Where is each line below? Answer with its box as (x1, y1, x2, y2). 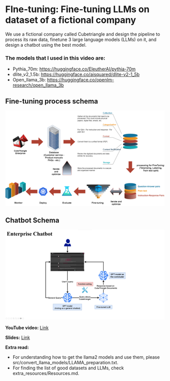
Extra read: (5, 344, 29, 350)
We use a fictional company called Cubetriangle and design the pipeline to (5, 31, 160, 37)
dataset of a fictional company (5, 14, 137, 26)
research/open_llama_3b (12, 82, 64, 88)
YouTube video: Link (5, 324, 49, 330)
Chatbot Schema (5, 216, 60, 224)
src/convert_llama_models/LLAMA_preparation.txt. (12, 359, 119, 365)
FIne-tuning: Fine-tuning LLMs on (5, 4, 150, 15)
